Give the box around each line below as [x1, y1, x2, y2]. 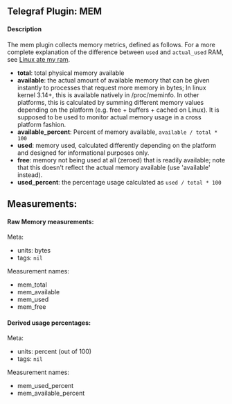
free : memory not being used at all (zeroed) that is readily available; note [17, 155, 226, 164]
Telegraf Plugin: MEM [7, 6, 102, 17]
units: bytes [17, 246, 51, 255]
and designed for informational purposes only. [17, 149, 150, 157]
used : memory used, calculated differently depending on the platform [17, 141, 217, 149]
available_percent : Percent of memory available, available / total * [17, 128, 218, 136]
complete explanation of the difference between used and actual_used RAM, [7, 48, 224, 56]
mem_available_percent [17, 389, 85, 398]
